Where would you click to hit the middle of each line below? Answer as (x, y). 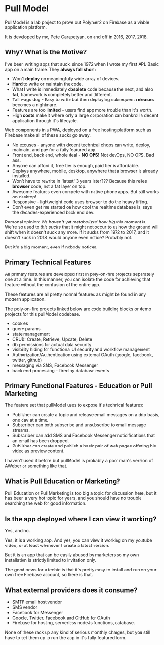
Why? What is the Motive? (46, 52)
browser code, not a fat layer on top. (49, 186)
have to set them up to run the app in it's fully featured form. (66, 637)
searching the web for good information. (46, 503)
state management (31, 334)
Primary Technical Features (48, 262)
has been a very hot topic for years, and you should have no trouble (73, 498)
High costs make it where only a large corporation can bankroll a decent (85, 115)
